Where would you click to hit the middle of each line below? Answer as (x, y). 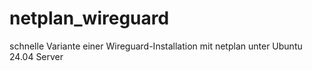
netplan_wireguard (89, 18)
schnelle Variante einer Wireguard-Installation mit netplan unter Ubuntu (156, 46)
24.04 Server (36, 56)
